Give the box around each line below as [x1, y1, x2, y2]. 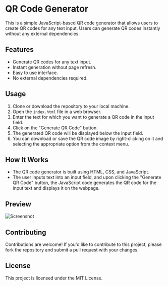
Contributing [5, 228, 46, 236]
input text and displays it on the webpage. [12, 185, 100, 191]
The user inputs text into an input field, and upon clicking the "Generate [12, 174, 161, 181]
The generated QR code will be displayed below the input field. [12, 130, 144, 136]
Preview [5, 200, 32, 208]
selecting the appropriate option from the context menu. [12, 140, 130, 147]
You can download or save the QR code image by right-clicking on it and [12, 135, 163, 141]
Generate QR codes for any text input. [12, 59, 92, 65]
